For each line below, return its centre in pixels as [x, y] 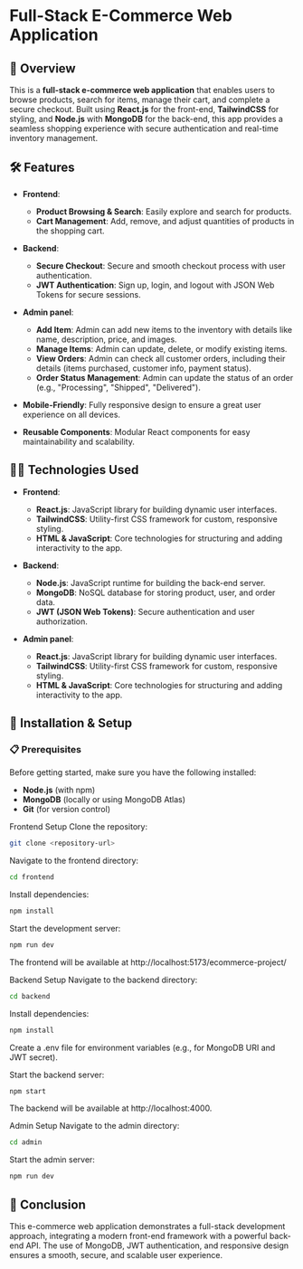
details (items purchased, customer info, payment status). [143, 368]
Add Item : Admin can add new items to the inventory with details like [164, 329]
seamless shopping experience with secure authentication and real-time [144, 128]
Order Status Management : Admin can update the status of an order [165, 377]
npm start [28, 1091]
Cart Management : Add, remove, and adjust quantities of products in [165, 221]
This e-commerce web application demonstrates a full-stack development [147, 1226]
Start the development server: [65, 928]
